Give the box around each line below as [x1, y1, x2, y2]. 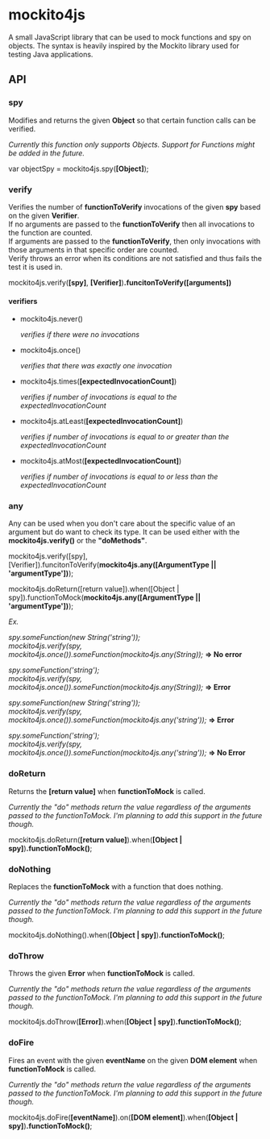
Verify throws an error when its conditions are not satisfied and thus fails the [8, 253, 263, 263]
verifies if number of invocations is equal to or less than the [19, 472, 218, 481]
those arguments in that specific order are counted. [8, 244, 180, 255]
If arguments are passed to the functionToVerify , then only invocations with [8, 236, 261, 246]
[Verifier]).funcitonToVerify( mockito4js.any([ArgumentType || [8, 560, 217, 570]
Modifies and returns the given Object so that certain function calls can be [8, 115, 256, 125]
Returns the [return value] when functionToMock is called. [8, 786, 206, 796]
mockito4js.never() [19, 314, 83, 324]
